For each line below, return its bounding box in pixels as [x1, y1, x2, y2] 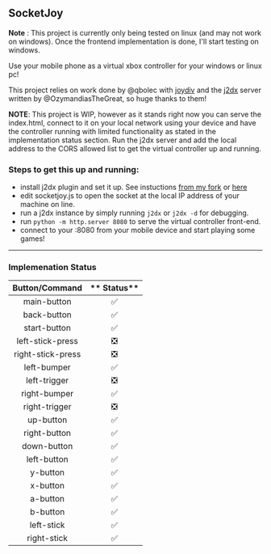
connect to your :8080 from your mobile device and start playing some [19, 226, 256, 235]
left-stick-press [16, 336, 78, 347]
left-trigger [25, 375, 69, 387]
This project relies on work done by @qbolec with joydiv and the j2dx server [8, 85, 262, 95]
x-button [30, 480, 65, 492]
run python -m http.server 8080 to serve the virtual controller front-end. [19, 217, 261, 226]
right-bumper [21, 388, 74, 400]
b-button [29, 506, 65, 518]
